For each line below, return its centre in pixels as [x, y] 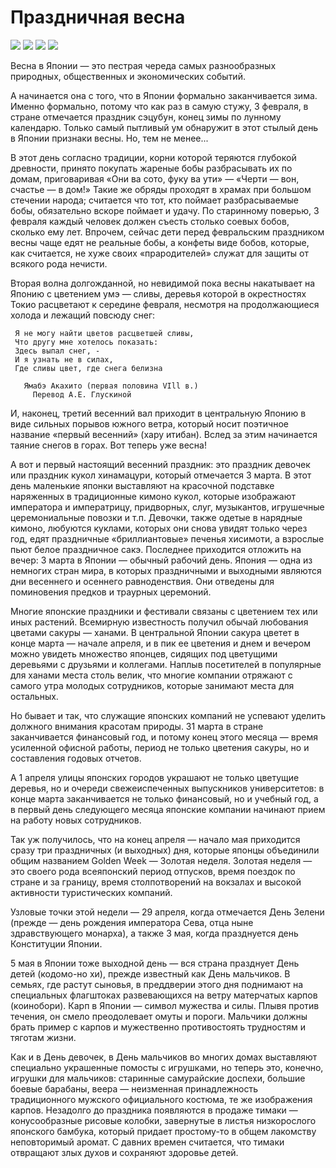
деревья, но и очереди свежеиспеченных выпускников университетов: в [167, 788]
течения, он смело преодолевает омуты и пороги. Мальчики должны [159, 1016]
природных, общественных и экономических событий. [128, 76]
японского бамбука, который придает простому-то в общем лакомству [163, 1131]
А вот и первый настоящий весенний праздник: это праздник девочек [160, 464]
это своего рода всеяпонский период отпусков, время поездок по [153, 871]
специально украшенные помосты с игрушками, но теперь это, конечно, [167, 1067]
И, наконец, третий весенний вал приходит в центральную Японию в [158, 413]
